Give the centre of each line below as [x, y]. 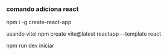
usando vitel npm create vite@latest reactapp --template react [84, 34]
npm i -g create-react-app [39, 22]
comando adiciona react [43, 9]
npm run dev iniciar [30, 46]
